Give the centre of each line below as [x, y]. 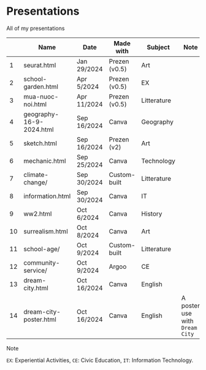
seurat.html [40, 65]
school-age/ [42, 249]
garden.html [41, 86]
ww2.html [38, 214]
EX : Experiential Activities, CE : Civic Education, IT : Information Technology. [100, 360]
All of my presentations [36, 28]
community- [42, 263]
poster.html [40, 319]
